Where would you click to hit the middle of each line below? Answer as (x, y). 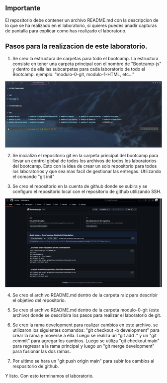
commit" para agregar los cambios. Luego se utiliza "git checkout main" (86, 341)
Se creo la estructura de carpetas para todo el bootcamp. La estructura (85, 58)
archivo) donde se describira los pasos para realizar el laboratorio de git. (87, 315)
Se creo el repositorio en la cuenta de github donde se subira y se (80, 187)
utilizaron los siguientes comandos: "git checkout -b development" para (86, 330)
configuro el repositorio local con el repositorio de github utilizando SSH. (87, 191)
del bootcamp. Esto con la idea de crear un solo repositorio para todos (84, 166)
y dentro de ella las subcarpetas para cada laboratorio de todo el (79, 69)
